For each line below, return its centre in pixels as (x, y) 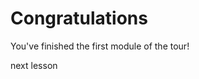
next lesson (34, 65)
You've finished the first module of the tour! (100, 46)
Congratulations (79, 18)
